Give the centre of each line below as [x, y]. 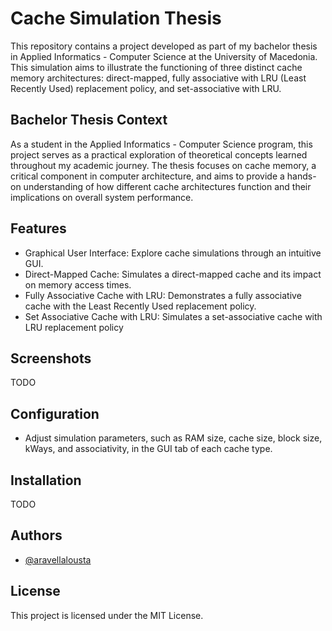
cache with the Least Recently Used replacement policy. [140, 306]
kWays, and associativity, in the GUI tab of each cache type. [148, 449]
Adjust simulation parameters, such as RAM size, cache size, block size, [173, 438]
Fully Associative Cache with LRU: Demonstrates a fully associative [163, 295]
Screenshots [51, 358]
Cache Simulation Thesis [116, 18]
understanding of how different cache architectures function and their [167, 186]
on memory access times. [78, 284]
